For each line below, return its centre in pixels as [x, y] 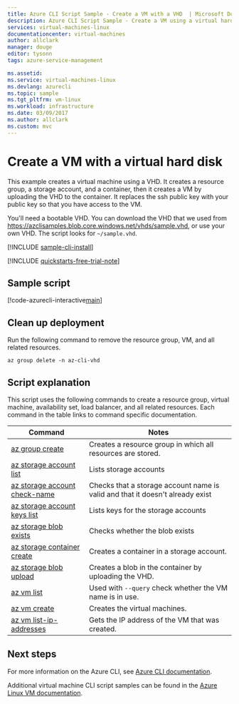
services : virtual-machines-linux [59, 27]
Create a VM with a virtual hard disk [115, 162]
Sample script [39, 283]
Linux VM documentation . [45, 693]
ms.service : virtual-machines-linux [62, 80]
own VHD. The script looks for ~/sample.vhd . [72, 233]
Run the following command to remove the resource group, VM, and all [111, 340]
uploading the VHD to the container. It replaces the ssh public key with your [118, 196]
